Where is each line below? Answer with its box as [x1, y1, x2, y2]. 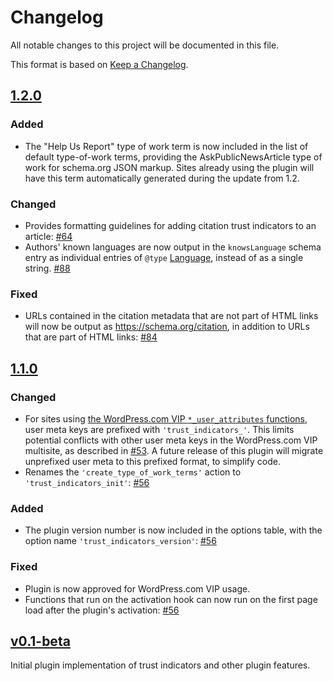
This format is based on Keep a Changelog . [10, 58, 189, 70]
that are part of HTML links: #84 [24, 331, 158, 343]
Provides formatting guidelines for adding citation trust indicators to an [24, 219, 317, 231]
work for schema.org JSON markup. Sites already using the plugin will [24, 161, 315, 173]
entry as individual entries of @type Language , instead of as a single [24, 251, 304, 263]
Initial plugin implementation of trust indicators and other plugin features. [10, 659, 311, 671]
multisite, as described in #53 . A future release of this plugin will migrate [24, 444, 324, 456]
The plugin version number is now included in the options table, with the [24, 524, 323, 536]
